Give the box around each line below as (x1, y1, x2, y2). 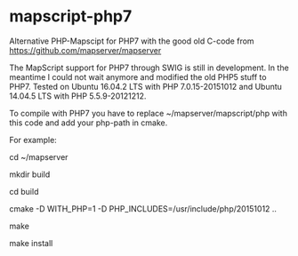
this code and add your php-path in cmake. (9, 117, 168, 128)
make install (9, 237, 53, 248)
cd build (9, 186, 39, 196)
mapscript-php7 (9, 6, 133, 27)
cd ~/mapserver (9, 151, 68, 162)
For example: (9, 134, 58, 145)
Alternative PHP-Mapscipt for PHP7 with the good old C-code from (9, 36, 255, 46)
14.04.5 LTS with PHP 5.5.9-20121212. (9, 91, 147, 101)
